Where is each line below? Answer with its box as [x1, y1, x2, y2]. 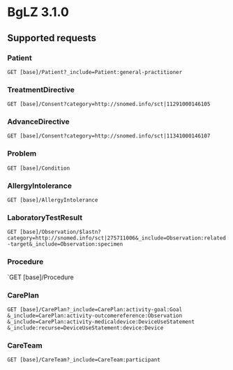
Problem [7, 149, 37, 158]
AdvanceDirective [7, 117, 70, 126]
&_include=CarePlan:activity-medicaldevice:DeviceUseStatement [7, 318, 195, 325]
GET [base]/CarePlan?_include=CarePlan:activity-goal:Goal [7, 306, 183, 313]
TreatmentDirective [7, 84, 75, 94]
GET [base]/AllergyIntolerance [7, 197, 98, 204]
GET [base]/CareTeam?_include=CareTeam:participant [7, 357, 160, 364]
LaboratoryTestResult [7, 212, 82, 222]
